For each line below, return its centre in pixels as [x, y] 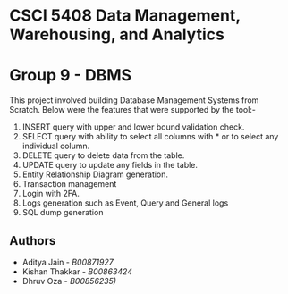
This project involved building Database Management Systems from [134, 100]
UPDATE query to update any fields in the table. [110, 165]
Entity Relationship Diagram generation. [95, 174]
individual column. [56, 146]
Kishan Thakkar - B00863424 [77, 271]
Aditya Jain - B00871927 [68, 262]
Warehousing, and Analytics [117, 34]
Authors [33, 241]
